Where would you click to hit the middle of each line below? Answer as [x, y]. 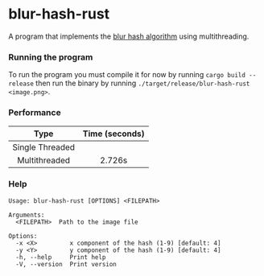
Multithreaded [44, 160]
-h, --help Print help [61, 257]
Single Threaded [43, 147]
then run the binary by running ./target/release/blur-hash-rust [143, 83]
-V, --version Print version [66, 264]
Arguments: [27, 215]
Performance [35, 113]
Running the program [51, 57]
